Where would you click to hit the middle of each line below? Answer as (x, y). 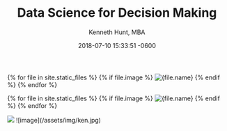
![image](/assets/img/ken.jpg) (58, 120)
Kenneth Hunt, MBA (117, 32)
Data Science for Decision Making (117, 13)
